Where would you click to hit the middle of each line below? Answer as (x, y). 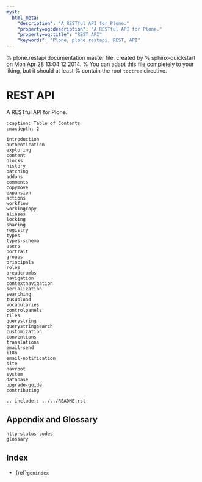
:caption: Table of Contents (43, 123)
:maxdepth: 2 (23, 129)
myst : (13, 12)
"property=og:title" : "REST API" (60, 35)
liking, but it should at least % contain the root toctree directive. (87, 70)
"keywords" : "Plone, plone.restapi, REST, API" (79, 40)
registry (17, 230)
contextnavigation (30, 283)
